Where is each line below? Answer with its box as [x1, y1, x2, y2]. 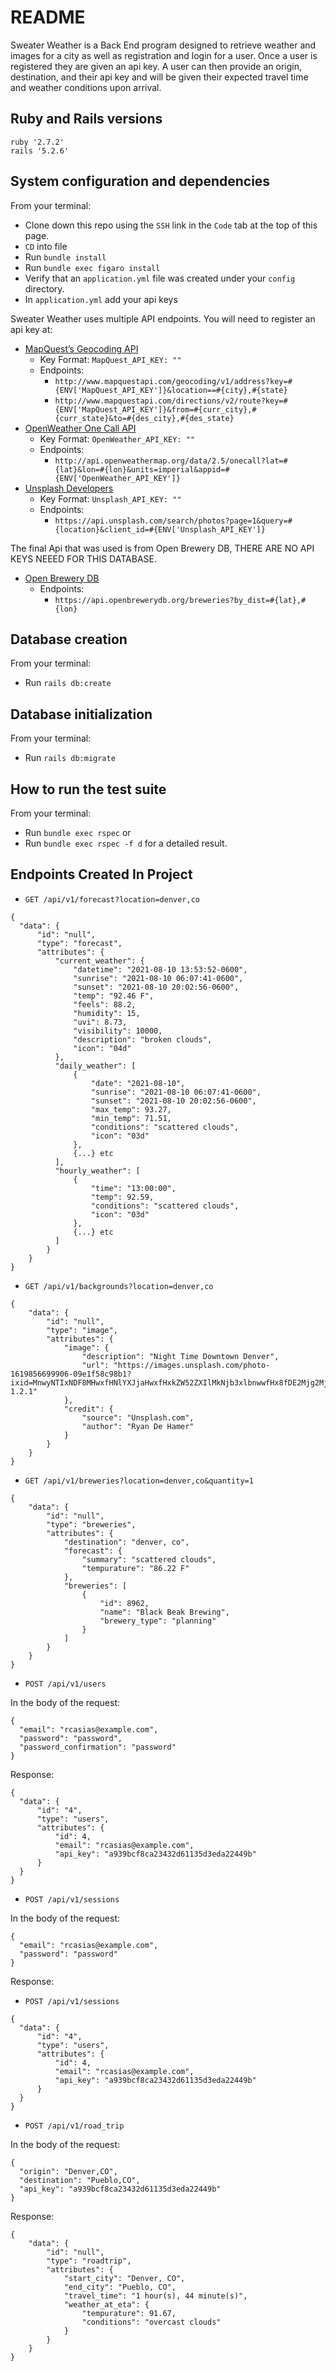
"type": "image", [46, 1325, 118, 1335]
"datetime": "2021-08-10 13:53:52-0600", [73, 964, 248, 975]
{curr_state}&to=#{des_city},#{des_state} [54, 413, 235, 423]
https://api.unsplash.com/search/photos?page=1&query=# [54, 516, 293, 526]
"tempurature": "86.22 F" [81, 1563, 190, 1573]
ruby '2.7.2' [10, 137, 65, 147]
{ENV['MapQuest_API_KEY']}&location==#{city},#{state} [54, 385, 288, 395]
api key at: [10, 323, 53, 335]
